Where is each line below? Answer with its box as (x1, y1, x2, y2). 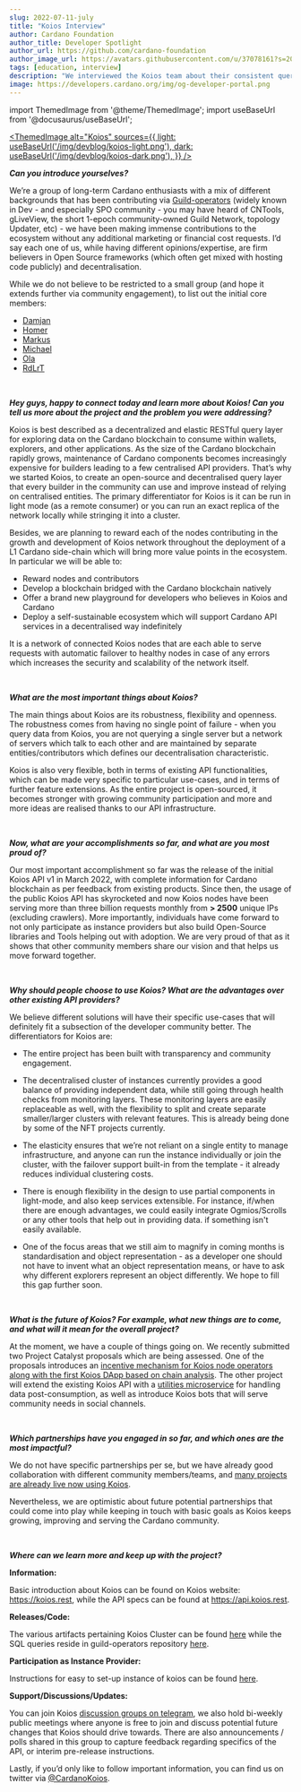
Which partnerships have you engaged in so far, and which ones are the (9, 1433, 285, 1443)
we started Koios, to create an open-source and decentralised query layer (9, 471, 282, 482)
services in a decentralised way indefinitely (21, 620, 183, 632)
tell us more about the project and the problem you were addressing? (9, 407, 272, 418)
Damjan (21, 314, 51, 325)
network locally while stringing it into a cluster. (9, 510, 181, 521)
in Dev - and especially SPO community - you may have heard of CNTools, (9, 203, 285, 215)
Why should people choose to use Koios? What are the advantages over (9, 985, 285, 995)
